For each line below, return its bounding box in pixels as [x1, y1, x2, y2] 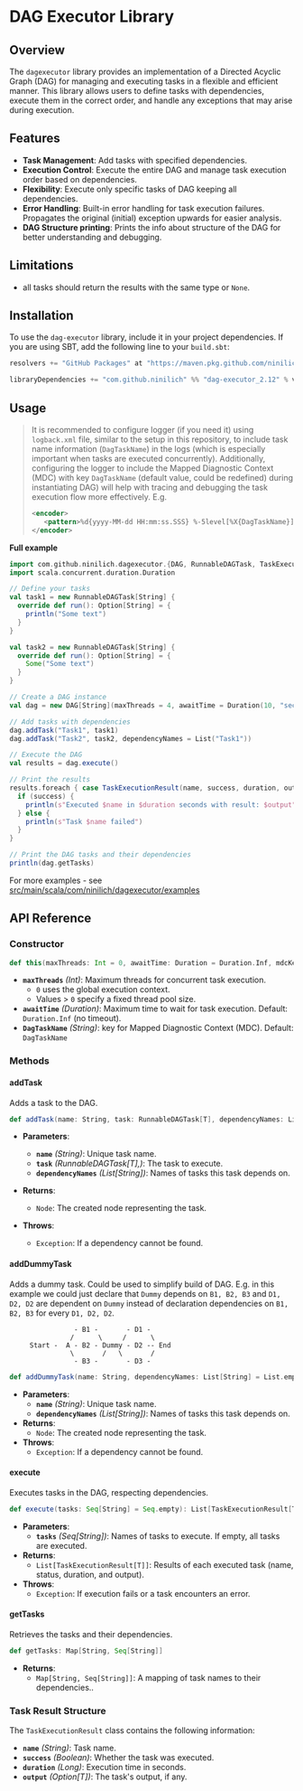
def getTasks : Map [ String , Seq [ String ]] [9, 1646, 164, 1655]
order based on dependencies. [22, 173, 138, 184]
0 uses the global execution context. [35, 984, 170, 995]
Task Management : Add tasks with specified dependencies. [22, 155, 248, 165]
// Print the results [9, 775, 91, 784]
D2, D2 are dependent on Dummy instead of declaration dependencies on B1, [9, 1298, 289, 1308]
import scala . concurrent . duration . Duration [9, 567, 176, 577]
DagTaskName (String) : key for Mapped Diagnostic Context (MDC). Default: [22, 1023, 294, 1034]
